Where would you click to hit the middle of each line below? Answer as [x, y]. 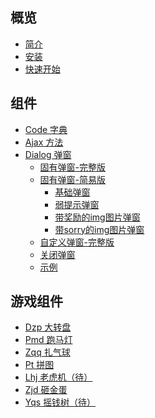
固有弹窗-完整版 [73, 167]
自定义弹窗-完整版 [77, 242]
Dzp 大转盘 [48, 327]
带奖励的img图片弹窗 [97, 217]
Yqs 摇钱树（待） [60, 402]
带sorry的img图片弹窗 [99, 229]
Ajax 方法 [44, 142]
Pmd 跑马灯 [48, 340]
